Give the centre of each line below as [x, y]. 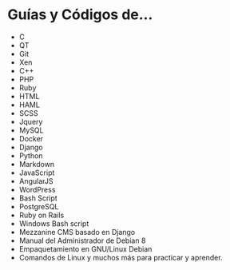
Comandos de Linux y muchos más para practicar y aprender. [121, 257]
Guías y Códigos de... [80, 15]
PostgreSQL [39, 206]
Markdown [37, 164]
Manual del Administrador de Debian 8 [82, 240]
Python [31, 155]
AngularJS [36, 181]
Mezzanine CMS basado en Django [77, 232]
